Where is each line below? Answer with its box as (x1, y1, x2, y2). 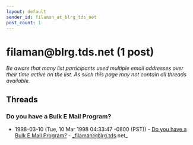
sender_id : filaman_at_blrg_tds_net (6, 14, 97, 20)
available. (6, 78, 31, 85)
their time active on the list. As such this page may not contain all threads (6, 71, 187, 78)
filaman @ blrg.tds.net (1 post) (6, 45, 154, 59)
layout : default (6, 8, 46, 15)
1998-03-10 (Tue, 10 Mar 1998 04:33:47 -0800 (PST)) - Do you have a (14, 125, 187, 133)
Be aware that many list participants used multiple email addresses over (6, 65, 184, 72)
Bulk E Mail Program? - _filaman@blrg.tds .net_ (14, 132, 128, 139)
